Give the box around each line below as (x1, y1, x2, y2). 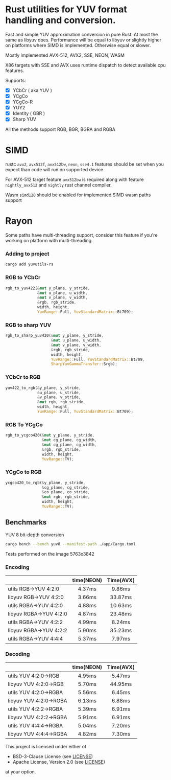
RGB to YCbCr (5, 274, 41, 281)
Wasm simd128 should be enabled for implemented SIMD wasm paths (5, 192, 151, 198)
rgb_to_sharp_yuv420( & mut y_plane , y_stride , (5, 333, 104, 338)
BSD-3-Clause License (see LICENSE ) (12, 753, 93, 760)
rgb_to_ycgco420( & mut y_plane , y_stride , (5, 433, 95, 438)
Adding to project (5, 250, 50, 258)
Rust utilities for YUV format (5, 4, 128, 15)
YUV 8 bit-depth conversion (5, 532, 64, 538)
